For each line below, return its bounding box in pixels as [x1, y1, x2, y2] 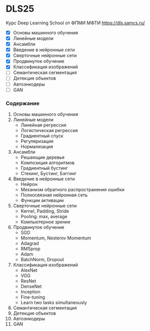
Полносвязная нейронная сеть [20, 192, 88, 198]
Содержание [6, 100, 40, 107]
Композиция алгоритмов [20, 159, 75, 165]
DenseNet [20, 283, 42, 289]
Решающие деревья [20, 154, 65, 160]
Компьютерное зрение [20, 219, 70, 225]
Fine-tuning [20, 294, 45, 300]
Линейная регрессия [20, 122, 66, 128]
